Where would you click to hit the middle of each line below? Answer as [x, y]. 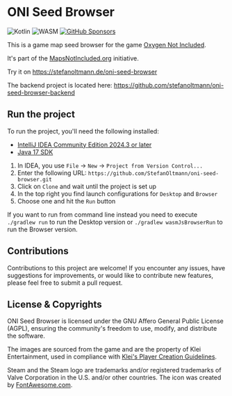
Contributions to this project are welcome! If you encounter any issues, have [116, 267]
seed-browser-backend [41, 92]
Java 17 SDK [35, 152]
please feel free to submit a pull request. [65, 283]
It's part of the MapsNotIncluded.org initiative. [73, 58]
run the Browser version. [42, 229]
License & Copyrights [55, 304]
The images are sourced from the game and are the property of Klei [104, 349]
